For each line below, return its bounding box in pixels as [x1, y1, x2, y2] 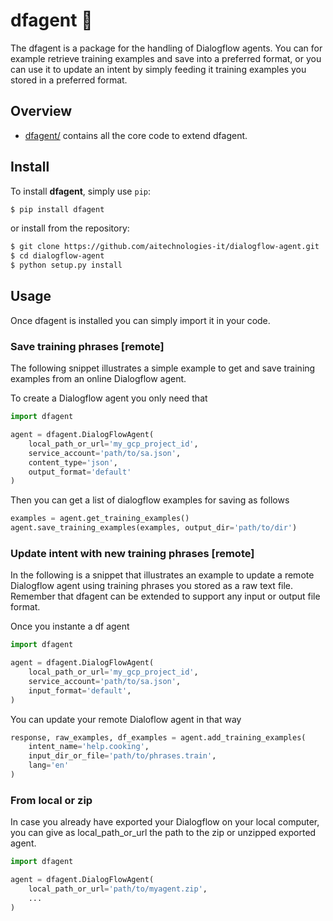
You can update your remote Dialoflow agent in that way [10, 713, 242, 725]
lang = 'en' [28, 760, 70, 771]
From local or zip [10, 793, 93, 807]
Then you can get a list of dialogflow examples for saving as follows [10, 494, 290, 506]
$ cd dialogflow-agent [10, 251, 105, 261]
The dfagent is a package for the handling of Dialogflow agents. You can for [10, 42, 323, 54]
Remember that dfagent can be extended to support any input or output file [10, 590, 321, 603]
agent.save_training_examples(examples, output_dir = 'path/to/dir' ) [10, 523, 298, 533]
